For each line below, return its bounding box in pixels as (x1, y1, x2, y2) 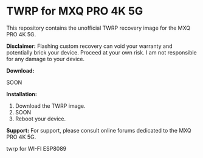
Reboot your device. (15, 115, 66, 122)
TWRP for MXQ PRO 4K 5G (6, 4, 143, 18)
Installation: (6, 90, 38, 97)
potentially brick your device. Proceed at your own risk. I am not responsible (6, 48, 198, 56)
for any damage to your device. (6, 55, 85, 62)
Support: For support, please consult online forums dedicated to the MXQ (6, 127, 191, 134)
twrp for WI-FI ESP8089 (6, 145, 67, 152)
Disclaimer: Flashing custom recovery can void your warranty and (6, 42, 173, 50)
